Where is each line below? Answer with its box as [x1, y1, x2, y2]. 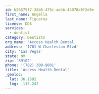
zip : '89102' [5, 58, 32, 63]
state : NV [5, 53, 26, 59]
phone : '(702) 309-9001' [5, 63, 56, 68]
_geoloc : [5, 72, 23, 77]
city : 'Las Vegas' [5, 49, 43, 54]
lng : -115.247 [9, 81, 39, 86]
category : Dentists [5, 35, 46, 40]
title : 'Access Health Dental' [5, 68, 70, 73]
